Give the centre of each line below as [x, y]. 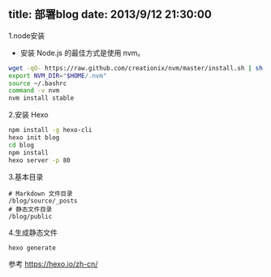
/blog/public [30, 216]
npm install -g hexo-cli [50, 130]
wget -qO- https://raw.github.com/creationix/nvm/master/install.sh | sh [136, 68]
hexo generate [32, 248]
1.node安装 [27, 36]
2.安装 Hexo [28, 115]
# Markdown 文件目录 [41, 194]
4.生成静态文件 [33, 232]
